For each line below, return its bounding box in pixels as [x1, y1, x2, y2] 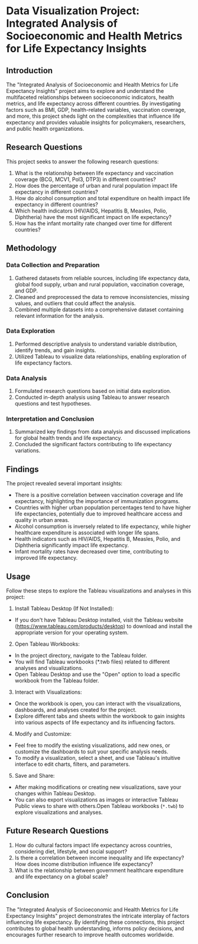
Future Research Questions [6, 826, 109, 836]
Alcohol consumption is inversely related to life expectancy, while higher [14, 523, 191, 530]
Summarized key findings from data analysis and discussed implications [14, 428, 191, 436]
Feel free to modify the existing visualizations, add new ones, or [14, 742, 170, 749]
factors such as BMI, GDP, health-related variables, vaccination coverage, [6, 107, 186, 113]
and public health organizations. [6, 125, 85, 132]
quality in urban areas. [14, 517, 70, 524]
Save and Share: [14, 772, 55, 779]
